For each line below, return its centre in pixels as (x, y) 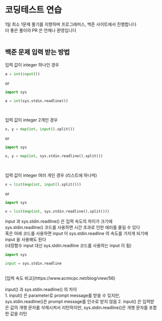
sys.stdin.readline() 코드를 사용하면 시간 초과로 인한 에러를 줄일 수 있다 (73, 227)
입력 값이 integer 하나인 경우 (32, 65)
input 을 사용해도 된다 (26, 239)
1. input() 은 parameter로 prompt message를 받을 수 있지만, (63, 295)
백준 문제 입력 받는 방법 (38, 52)
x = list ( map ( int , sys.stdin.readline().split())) (57, 211)
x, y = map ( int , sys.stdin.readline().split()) (54, 156)
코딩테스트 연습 (33, 10)
